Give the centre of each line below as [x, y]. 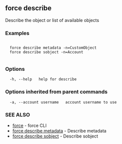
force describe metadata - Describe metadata [59, 131]
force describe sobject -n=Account [47, 52]
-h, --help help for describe [43, 79]
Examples [17, 33]
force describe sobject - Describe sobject [55, 136]
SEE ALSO [18, 115]
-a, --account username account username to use [63, 102]
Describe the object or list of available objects [52, 20]
